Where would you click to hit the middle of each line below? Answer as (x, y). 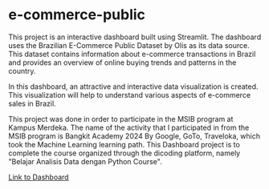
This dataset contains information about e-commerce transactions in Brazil (132, 54)
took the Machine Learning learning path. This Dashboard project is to (124, 144)
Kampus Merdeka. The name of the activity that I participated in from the (129, 127)
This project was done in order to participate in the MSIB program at (121, 119)
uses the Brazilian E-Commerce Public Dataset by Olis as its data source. (129, 45)
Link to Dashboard (39, 177)
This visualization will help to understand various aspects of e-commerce (130, 94)
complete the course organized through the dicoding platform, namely (124, 153)
